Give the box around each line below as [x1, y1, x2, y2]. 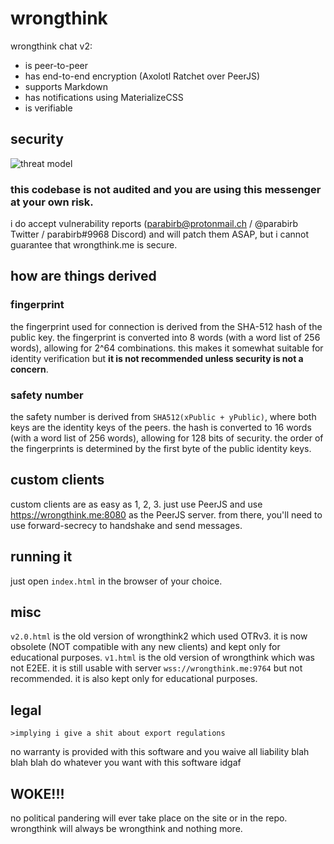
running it [10, 548, 73, 566]
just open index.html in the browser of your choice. [10, 575, 223, 587]
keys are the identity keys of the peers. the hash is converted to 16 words [10, 422, 312, 434]
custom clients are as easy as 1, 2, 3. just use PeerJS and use [10, 498, 263, 510]
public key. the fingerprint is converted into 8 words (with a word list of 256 [10, 331, 321, 343]
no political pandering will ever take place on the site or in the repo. [10, 812, 288, 824]
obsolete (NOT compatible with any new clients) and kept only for [10, 641, 281, 653]
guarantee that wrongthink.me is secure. [10, 239, 178, 251]
